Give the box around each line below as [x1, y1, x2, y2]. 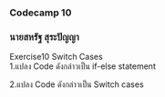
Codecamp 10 [9, 6, 72, 19]
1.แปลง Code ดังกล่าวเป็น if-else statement [9, 61, 157, 72]
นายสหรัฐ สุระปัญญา [9, 30, 79, 43]
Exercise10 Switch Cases [9, 52, 103, 63]
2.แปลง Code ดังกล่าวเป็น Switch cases [9, 79, 144, 90]
